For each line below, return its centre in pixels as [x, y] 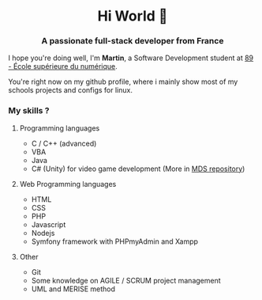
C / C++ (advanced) [64, 143]
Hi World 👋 [133, 16]
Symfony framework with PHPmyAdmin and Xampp [115, 241]
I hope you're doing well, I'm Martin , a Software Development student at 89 [131, 58]
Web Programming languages [68, 184]
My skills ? [29, 111]
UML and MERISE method [73, 289]
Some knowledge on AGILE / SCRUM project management [126, 280]
